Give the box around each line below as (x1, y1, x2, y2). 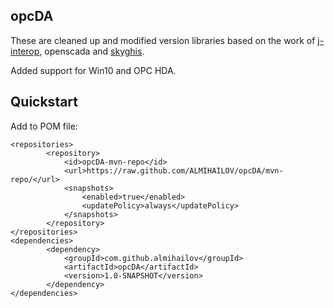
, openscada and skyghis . (39, 45, 145, 57)
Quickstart (10, 94, 79, 111)
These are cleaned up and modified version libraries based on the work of (10, 34, 316, 46)
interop (10, 45, 40, 57)
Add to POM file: (10, 120, 78, 132)
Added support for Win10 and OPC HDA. (10, 64, 177, 76)
